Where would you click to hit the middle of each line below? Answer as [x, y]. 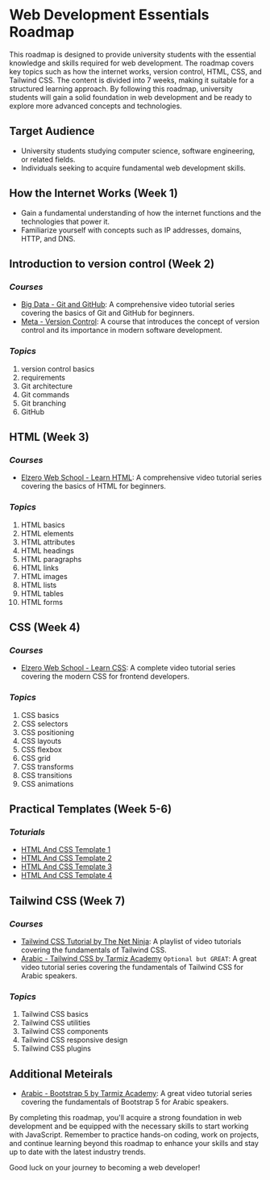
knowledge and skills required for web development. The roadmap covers [132, 63]
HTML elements [47, 533]
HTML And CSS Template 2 [66, 859]
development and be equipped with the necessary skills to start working [129, 1126]
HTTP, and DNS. [48, 238]
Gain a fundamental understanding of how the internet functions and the [141, 212]
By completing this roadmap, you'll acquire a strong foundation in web [126, 1117]
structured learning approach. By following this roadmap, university [121, 88]
